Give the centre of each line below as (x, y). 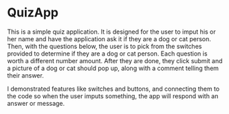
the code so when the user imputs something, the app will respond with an (113, 96)
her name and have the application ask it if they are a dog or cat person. (109, 38)
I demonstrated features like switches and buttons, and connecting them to (113, 89)
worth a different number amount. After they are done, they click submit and (115, 60)
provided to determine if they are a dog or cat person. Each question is (107, 54)
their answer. (25, 75)
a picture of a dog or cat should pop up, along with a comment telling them (113, 68)
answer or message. (36, 103)
